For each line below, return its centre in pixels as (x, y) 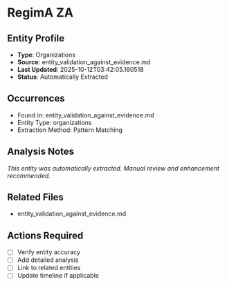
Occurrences (36, 98)
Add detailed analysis (48, 260)
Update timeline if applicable (58, 276)
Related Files (36, 197)
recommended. (29, 175)
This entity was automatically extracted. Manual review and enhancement (113, 168)
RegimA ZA (40, 13)
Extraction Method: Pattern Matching (70, 130)
